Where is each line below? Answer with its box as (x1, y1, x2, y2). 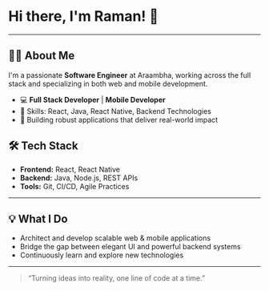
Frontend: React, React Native (19, 164, 121, 174)
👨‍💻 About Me (8, 49, 75, 63)
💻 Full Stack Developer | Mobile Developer (19, 95, 166, 104)
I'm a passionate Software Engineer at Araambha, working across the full (8, 70, 251, 79)
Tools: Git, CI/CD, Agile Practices (19, 181, 130, 191)
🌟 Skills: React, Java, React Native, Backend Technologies (19, 106, 212, 115)
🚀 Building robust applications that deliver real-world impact (19, 115, 219, 124)
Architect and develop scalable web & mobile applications (19, 233, 211, 243)
